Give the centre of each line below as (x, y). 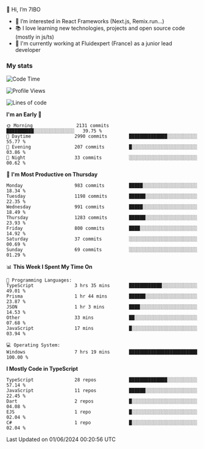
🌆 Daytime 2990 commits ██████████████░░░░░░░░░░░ (102, 137)
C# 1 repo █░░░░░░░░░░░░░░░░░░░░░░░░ (102, 423)
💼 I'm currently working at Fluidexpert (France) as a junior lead (93, 43)
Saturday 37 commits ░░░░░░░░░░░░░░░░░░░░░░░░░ (102, 239)
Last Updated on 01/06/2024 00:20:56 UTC (61, 439)
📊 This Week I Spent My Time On (49, 267)
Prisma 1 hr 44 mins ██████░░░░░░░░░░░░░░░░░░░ (102, 296)
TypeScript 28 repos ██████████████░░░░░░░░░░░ (102, 380)
